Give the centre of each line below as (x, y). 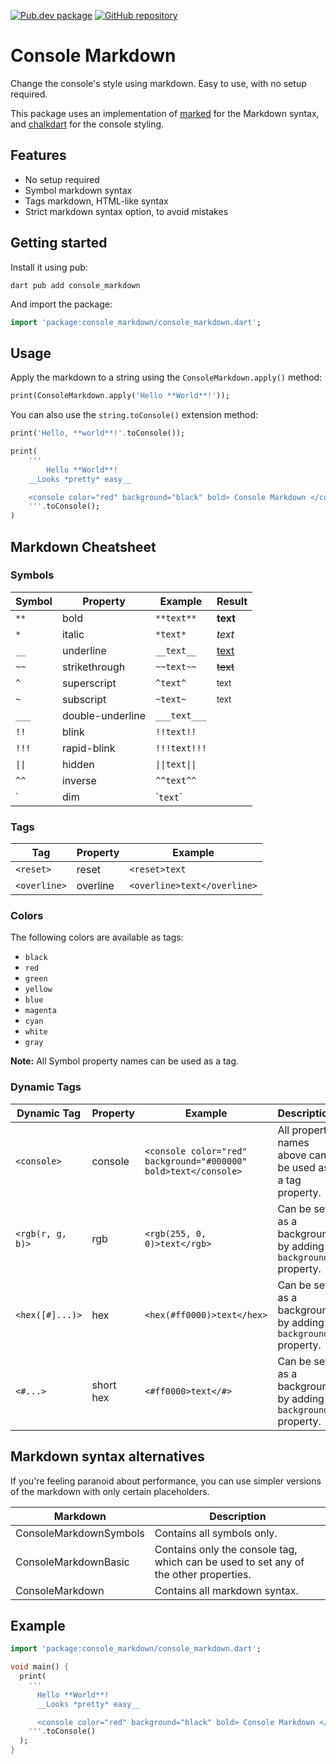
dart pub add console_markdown (75, 285)
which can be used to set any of (229, 1562)
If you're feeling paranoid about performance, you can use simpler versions (166, 1481)
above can (302, 1155)
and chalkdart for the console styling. (87, 124)
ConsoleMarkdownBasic (72, 1562)
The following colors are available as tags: (97, 937)
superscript (89, 683)
